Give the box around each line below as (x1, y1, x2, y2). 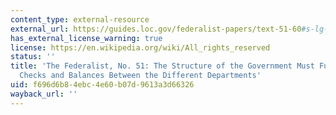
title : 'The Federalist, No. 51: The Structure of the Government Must (10, 61, 315, 71)
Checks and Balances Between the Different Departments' (19, 71, 262, 81)
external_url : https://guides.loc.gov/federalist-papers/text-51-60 (10, 24, 302, 34)
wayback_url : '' (10, 89, 78, 99)
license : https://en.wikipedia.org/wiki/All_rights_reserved (10, 42, 271, 53)
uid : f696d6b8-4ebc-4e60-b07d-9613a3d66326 (10, 80, 195, 90)
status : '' (10, 52, 56, 62)
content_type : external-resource (10, 14, 150, 25)
